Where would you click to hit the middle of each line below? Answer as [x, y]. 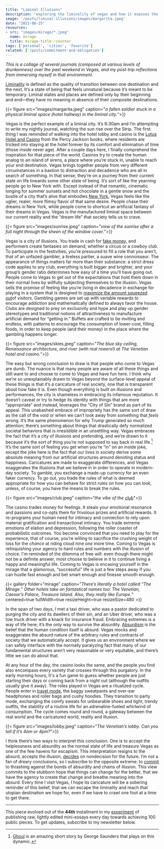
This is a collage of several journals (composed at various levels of [73, 64]
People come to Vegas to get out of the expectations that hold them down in [82, 277]
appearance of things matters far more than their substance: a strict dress [80, 262]
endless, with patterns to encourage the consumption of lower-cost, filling [80, 324]
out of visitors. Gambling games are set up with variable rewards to [72, 298]
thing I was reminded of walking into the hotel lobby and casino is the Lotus [81, 134]
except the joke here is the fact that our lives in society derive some [73, 452]
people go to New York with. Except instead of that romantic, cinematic [77, 186]
